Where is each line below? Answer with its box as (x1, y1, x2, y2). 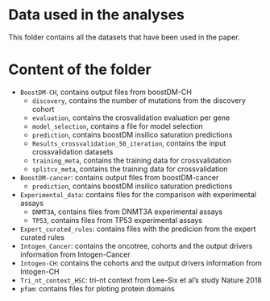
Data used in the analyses (8, 6, 185, 24)
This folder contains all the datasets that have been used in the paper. (8, 32, 240, 42)
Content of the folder (8, 60, 152, 79)
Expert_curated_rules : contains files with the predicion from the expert (19, 224, 256, 233)
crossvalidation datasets (31, 146, 114, 156)
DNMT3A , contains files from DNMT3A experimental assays (31, 207, 223, 216)
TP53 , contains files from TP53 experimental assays (31, 215, 203, 225)
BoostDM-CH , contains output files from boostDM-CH (19, 87, 192, 97)
